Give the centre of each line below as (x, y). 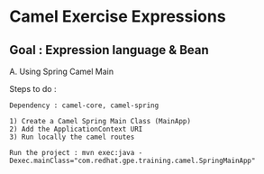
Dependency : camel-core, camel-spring (84, 105)
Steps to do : (33, 89)
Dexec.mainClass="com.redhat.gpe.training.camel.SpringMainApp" (132, 160)
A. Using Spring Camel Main (62, 71)
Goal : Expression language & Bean (109, 50)
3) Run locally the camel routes (72, 137)
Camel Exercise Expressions (118, 17)
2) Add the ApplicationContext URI (76, 129)
